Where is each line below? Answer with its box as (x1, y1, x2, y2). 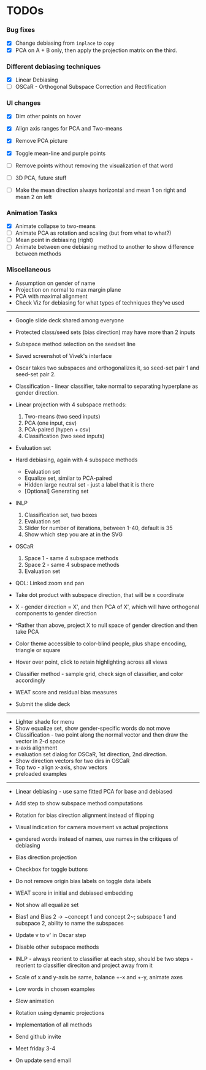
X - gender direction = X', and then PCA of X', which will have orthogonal (15, 603, 199, 610)
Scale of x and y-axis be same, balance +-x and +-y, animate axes (15, 973, 183, 981)
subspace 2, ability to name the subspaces (15, 919, 124, 927)
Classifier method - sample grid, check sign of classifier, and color (15, 670, 184, 677)
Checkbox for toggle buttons (15, 865, 88, 873)
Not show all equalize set (15, 901, 79, 908)
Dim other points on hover (15, 113, 82, 120)
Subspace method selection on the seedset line (15, 340, 136, 347)
